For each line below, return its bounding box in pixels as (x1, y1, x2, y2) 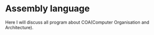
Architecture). (5, 24, 34, 30)
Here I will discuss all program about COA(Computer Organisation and (5, 19, 149, 25)
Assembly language (5, 3, 90, 14)
